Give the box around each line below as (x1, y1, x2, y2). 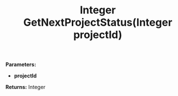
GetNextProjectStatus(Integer (23, 16, 173, 29)
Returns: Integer (5, 84, 46, 91)
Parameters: (5, 61, 36, 68)
